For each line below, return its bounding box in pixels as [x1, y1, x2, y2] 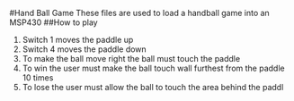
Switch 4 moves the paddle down [22, 44, 147, 55]
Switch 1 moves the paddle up [22, 35, 134, 45]
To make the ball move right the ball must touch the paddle [22, 54, 241, 63]
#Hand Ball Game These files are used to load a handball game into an [9, 8, 270, 18]
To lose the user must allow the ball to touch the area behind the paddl [22, 82, 284, 92]
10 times [22, 72, 54, 83]
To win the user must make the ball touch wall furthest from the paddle [22, 63, 285, 73]
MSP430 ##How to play [9, 17, 98, 28]
